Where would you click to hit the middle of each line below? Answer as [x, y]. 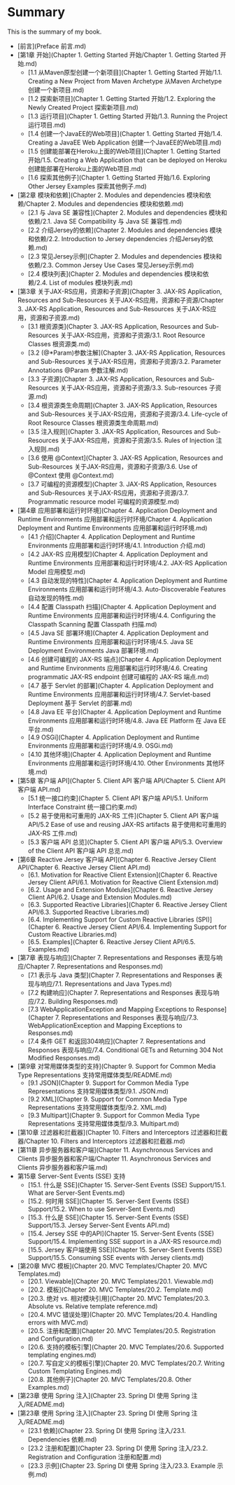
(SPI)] [204, 919]
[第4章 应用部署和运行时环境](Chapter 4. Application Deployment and [117, 510]
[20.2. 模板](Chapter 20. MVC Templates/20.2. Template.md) [115, 1289]
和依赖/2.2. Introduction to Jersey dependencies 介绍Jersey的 [117, 238]
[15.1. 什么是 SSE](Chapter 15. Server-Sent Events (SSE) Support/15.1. [127, 1184]
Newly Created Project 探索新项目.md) [83, 107]
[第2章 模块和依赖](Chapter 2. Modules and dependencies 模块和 [111, 195]
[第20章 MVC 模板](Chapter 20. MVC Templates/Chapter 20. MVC [112, 1266]
